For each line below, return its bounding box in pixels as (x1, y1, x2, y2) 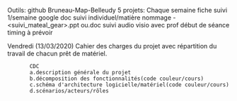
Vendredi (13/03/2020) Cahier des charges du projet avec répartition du (7, 42, 217, 50)
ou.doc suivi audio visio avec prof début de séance (80, 21, 230, 29)
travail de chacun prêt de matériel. (7, 49, 108, 58)
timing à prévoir (7, 28, 53, 36)
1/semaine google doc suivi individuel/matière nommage (7, 13, 172, 22)
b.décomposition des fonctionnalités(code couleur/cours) (29, 75, 204, 82)
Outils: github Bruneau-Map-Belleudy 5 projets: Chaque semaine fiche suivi (7, 6, 228, 14)
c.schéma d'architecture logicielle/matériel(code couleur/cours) (29, 81, 230, 88)
